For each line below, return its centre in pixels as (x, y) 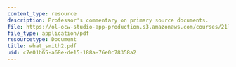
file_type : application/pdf (48, 33)
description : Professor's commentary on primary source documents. (108, 20)
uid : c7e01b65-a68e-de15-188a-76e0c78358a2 (72, 53)
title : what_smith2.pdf (42, 46)
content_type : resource (42, 14)
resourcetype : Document (42, 40)
